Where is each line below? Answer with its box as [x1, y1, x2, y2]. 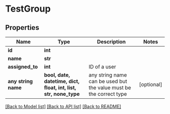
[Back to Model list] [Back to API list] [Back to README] [5, 103, 121, 109]
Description [97, 39, 126, 45]
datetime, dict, [44, 78, 80, 85]
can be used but [88, 78, 127, 85]
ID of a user [88, 63, 116, 70]
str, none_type [44, 91, 80, 97]
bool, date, [44, 71, 70, 79]
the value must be [88, 84, 132, 91]
